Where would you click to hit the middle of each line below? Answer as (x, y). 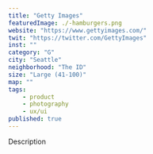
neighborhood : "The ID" (48, 67)
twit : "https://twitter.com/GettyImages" (78, 38)
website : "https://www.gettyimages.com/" (78, 30)
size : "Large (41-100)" (48, 75)
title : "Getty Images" (46, 15)
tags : (17, 89)
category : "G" (32, 52)
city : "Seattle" (35, 60)
